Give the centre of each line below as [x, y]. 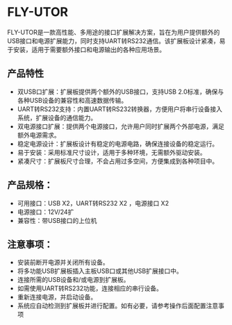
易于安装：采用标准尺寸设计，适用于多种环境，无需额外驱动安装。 [111, 152]
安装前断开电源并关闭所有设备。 [63, 262]
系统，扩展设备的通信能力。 [57, 117]
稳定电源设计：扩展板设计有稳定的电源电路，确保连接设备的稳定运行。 [118, 144]
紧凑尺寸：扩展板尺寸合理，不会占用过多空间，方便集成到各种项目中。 [118, 161]
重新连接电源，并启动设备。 [57, 297]
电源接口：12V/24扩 [45, 212]
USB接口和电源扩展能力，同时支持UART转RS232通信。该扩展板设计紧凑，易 [116, 41]
